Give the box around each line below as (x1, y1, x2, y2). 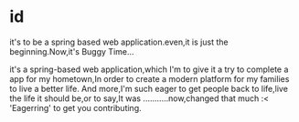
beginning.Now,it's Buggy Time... (9, 46, 134, 56)
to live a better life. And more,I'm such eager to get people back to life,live (9, 83, 288, 94)
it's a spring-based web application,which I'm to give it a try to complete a (9, 64, 289, 75)
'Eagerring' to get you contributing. (9, 102, 142, 113)
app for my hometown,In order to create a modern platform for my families (9, 73, 290, 84)
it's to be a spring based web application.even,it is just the (9, 36, 229, 47)
